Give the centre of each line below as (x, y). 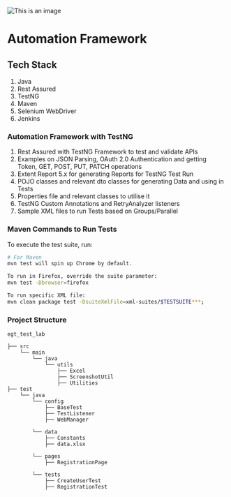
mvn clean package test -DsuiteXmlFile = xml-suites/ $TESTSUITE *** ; (106, 302)
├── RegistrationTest (76, 487)
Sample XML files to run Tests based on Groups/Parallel (97, 211)
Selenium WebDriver (47, 111)
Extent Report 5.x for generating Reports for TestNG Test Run (105, 174)
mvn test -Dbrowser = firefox (48, 283)
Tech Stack (32, 65)
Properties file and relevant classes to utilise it (83, 196)
